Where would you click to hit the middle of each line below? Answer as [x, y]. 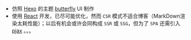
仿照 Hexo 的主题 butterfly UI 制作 [53, 9]
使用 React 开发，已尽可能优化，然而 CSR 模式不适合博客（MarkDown [96, 16]
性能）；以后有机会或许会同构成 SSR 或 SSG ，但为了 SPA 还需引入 [104, 23]
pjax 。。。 [23, 31]
